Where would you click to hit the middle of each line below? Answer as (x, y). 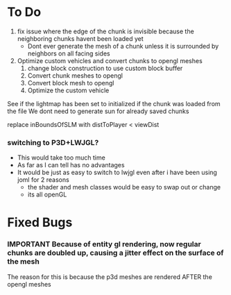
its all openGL (47, 194)
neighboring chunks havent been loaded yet (80, 38)
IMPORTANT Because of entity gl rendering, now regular (104, 244)
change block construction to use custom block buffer (105, 68)
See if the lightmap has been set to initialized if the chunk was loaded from (114, 103)
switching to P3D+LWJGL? (53, 142)
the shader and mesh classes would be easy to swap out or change (124, 187)
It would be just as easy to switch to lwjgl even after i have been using (117, 172)
